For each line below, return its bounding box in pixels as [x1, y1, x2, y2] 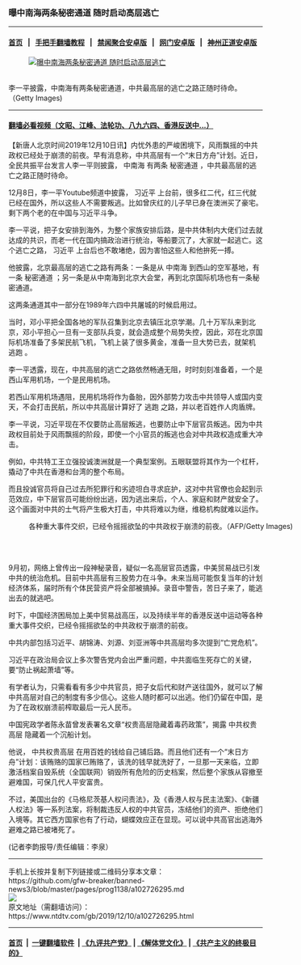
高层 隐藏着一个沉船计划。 [8, 730, 95, 739]
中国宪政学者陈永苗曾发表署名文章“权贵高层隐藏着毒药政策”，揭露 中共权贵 [8, 719, 257, 729]
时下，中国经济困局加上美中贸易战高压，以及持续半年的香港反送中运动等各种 [8, 610, 263, 620]
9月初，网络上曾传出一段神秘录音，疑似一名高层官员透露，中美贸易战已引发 [8, 562, 261, 572]
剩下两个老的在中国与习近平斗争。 [8, 208, 122, 218]
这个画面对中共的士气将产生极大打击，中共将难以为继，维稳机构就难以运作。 [8, 504, 263, 514]
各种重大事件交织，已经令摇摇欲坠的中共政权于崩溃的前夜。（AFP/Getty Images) [28, 521, 293, 531]
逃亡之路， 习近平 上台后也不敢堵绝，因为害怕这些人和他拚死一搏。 [15, 245, 239, 255]
